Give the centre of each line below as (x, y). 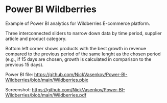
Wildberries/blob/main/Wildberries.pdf (46, 95)
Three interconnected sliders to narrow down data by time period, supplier (83, 33)
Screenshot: (18, 89)
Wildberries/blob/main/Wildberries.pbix (47, 80)
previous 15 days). (25, 64)
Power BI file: (19, 74)
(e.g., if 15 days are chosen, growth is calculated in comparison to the (78, 59)
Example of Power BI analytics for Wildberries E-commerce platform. (78, 23)
